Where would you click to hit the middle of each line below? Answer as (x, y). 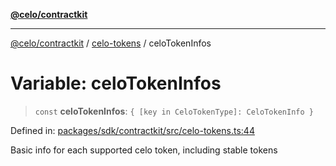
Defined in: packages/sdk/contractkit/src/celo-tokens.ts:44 (132, 130)
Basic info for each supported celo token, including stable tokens (144, 150)
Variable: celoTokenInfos (116, 83)
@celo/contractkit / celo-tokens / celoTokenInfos (111, 43)
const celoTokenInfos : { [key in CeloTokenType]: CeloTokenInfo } (174, 111)
